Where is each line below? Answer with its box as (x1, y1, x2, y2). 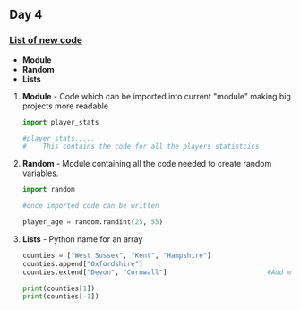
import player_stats (21, 117, 99, 126)
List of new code (9, 34, 83, 47)
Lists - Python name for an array (21, 233, 143, 245)
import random (21, 185, 75, 194)
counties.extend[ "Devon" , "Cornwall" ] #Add (21, 268, 284, 277)
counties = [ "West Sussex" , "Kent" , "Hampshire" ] (21, 251, 212, 260)
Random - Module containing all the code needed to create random (21, 159, 272, 169)
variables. (21, 168, 59, 178)
